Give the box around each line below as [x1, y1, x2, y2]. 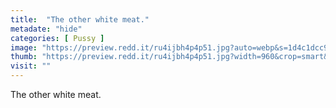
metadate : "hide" [10, 24, 83, 34]
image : [10, 42, 38, 53]
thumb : [10, 52, 38, 62]
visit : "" [10, 61, 52, 71]
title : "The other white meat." [10, 14, 150, 25]
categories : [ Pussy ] [10, 33, 105, 43]
